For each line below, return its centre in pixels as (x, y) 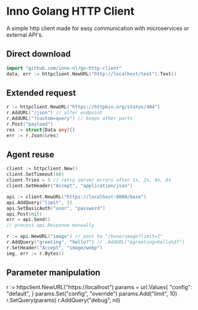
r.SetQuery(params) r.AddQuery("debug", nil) (63, 300)
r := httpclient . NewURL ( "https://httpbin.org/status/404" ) (83, 107)
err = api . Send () (29, 220)
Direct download (39, 54)
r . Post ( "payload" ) (30, 124)
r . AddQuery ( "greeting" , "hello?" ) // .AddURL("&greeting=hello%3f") (96, 242)
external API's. (25, 34)
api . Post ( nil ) (25, 214)
